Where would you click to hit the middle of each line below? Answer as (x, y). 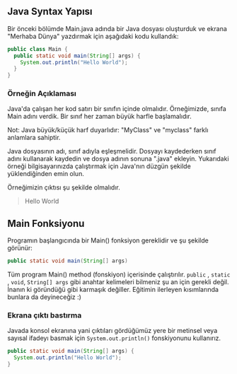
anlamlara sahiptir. (34, 138)
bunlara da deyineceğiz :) (44, 297)
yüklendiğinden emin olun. (46, 174)
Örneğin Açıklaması (42, 93)
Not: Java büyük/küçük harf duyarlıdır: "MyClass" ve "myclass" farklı (108, 130)
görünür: (20, 248)
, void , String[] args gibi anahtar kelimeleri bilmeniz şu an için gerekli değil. (118, 282)
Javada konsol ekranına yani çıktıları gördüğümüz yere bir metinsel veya (112, 331)
